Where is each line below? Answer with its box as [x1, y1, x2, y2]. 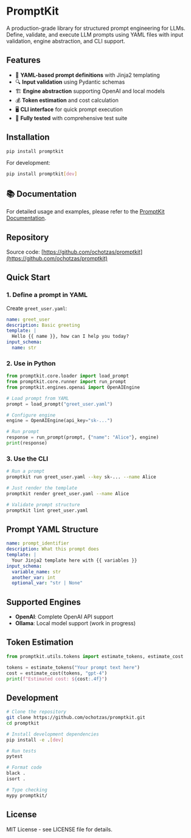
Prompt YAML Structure [6, 524, 99, 534]
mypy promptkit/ [6, 792, 47, 798]
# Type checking [6, 787, 47, 793]
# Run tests [6, 748, 36, 754]
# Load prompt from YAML [6, 395, 69, 401]
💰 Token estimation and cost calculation [15, 96, 119, 104]
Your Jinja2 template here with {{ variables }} [12, 557, 137, 564]
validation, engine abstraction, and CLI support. [6, 37, 126, 45]
